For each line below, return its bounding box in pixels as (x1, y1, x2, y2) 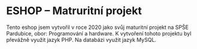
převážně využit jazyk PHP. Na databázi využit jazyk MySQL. (6, 36, 157, 43)
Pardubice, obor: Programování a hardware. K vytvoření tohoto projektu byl (6, 30, 192, 37)
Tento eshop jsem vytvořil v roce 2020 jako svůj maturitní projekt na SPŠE (6, 24, 189, 31)
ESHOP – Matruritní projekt (6, 4, 142, 18)
